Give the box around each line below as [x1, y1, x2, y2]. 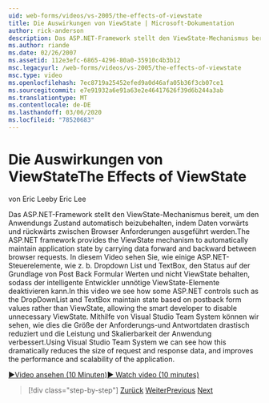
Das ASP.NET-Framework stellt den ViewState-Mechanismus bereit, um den [8, 209, 259, 219]
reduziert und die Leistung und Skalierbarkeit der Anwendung [8, 328, 212, 338]
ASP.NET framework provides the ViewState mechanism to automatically [8, 235, 249, 244]
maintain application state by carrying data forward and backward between [8, 244, 257, 253]
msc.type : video [8, 71, 62, 79]
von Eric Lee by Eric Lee [8, 194, 86, 204]
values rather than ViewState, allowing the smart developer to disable [8, 303, 238, 312]
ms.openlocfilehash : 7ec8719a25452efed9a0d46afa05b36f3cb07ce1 [8, 79, 224, 87]
